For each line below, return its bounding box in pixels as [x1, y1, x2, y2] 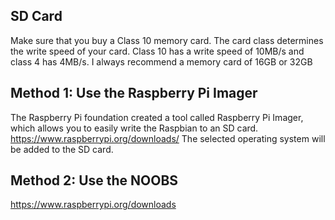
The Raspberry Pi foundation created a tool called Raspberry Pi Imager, [10, 111, 304, 123]
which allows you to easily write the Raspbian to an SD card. [10, 122, 259, 134]
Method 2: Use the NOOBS [10, 172, 179, 189]
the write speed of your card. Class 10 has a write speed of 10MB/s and [10, 45, 305, 57]
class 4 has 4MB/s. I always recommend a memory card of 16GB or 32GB [10, 55, 313, 68]
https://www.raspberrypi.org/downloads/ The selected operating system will [10, 132, 326, 144]
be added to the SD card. [10, 143, 114, 155]
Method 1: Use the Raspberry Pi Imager [10, 85, 258, 102]
